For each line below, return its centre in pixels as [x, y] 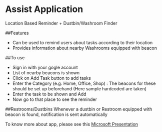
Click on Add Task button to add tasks [51, 78]
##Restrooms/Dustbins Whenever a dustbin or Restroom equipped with [79, 109]
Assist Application [44, 9]
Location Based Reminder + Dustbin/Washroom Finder [61, 23]
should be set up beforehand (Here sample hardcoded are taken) [79, 88]
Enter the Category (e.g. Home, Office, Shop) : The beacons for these [84, 83]
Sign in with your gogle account [45, 67]
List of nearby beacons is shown [46, 73]
